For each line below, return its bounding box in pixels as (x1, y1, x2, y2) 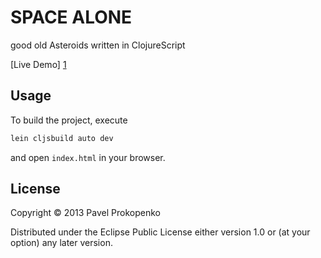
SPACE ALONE (10, 6, 133, 29)
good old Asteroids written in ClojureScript (10, 39, 186, 51)
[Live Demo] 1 (10, 58, 67, 70)
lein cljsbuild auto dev (10, 133, 114, 143)
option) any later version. (10, 237, 113, 249)
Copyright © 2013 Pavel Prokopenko (10, 207, 161, 219)
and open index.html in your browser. (10, 151, 166, 163)
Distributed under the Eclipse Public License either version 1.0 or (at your (10, 226, 311, 238)
